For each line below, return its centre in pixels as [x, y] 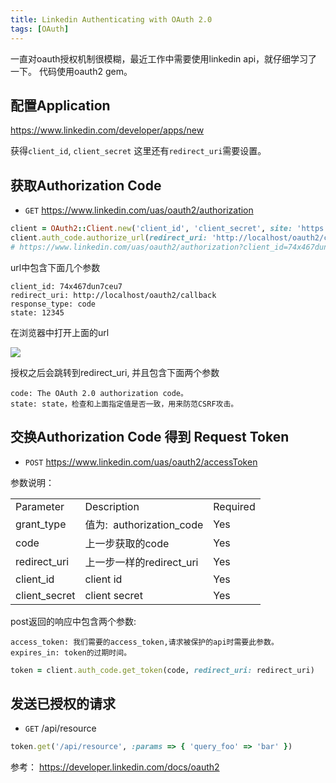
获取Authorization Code [86, 185]
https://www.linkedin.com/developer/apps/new [107, 130]
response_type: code [53, 304]
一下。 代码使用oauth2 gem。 [71, 71]
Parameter [40, 506]
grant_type [41, 524]
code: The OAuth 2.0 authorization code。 [99, 393]
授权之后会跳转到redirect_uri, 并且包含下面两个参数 [115, 372]
